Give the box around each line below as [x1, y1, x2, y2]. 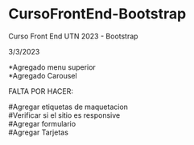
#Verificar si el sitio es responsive [8, 110, 121, 120]
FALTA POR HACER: [8, 86, 74, 96]
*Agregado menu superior [8, 62, 97, 72]
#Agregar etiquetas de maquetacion [8, 102, 129, 111]
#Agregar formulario [8, 119, 76, 128]
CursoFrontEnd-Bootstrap [8, 5, 187, 23]
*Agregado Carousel [8, 70, 78, 80]
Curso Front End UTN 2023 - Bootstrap [8, 31, 138, 41]
